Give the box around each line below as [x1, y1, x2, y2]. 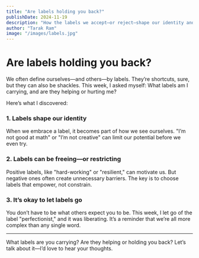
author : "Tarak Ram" [6, 25, 57, 31]
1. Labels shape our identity [6, 114, 87, 122]
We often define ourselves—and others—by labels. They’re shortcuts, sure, [6, 76, 190, 83]
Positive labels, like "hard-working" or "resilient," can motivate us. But [6, 168, 176, 175]
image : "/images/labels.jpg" [6, 31, 78, 37]
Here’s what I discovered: [6, 100, 68, 107]
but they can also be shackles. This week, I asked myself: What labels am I [6, 82, 188, 89]
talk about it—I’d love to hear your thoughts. [6, 244, 113, 252]
